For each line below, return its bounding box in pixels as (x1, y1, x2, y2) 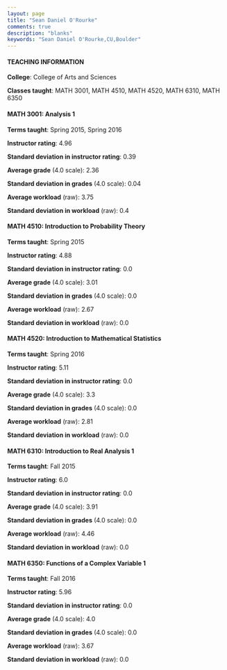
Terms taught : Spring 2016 (7, 349, 85, 358)
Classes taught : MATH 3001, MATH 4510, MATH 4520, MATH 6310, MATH (7, 86, 220, 95)
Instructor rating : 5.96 (7, 588, 72, 596)
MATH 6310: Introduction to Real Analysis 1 (7, 447, 135, 455)
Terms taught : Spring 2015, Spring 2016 (7, 125, 123, 134)
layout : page (7, 10, 45, 17)
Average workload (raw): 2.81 (7, 417, 94, 425)
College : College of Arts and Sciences (7, 73, 117, 81)
